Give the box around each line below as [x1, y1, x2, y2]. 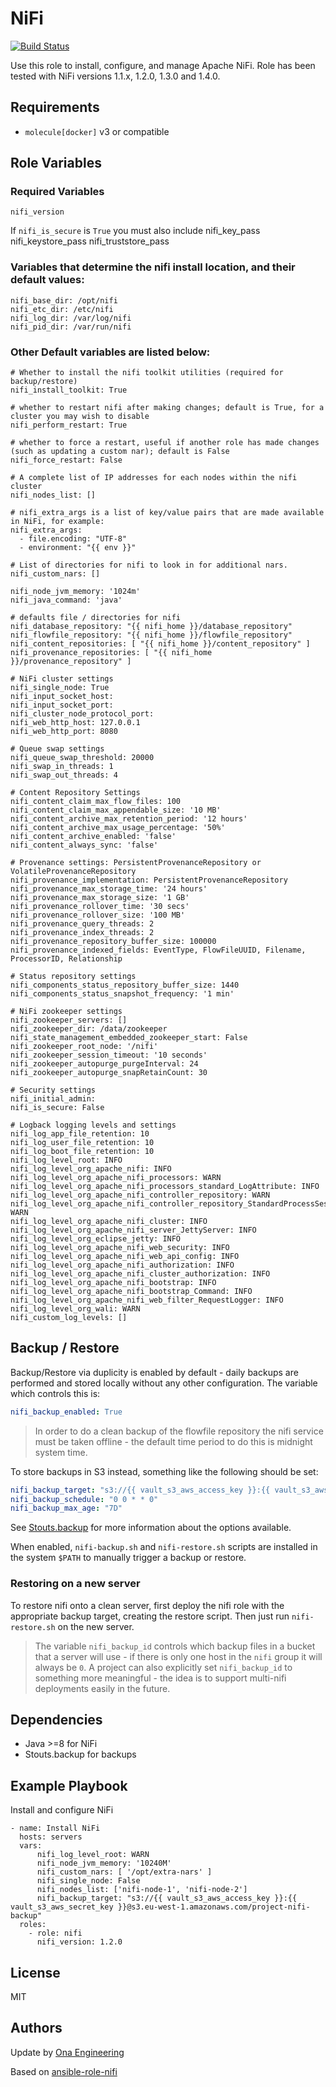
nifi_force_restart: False [10, 455, 123, 466]
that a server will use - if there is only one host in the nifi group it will [34, 1650, 323, 1662]
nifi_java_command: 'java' [10, 595, 123, 606]
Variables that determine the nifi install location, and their [10, 260, 296, 274]
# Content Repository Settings [10, 788, 141, 798]
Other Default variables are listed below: [10, 345, 211, 359]
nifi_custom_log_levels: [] [10, 1313, 128, 1323]
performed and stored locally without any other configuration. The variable [10, 1377, 318, 1389]
